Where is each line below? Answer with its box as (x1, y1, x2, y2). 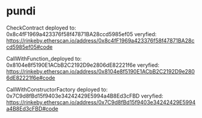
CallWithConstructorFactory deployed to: (6, 85, 108, 93)
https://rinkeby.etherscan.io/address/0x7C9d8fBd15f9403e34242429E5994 (6, 98, 196, 106)
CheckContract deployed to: (6, 24, 76, 31)
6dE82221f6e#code (6, 74, 55, 81)
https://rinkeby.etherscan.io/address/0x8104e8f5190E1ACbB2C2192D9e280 (6, 67, 195, 75)
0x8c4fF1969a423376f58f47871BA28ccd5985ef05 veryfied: (6, 30, 157, 37)
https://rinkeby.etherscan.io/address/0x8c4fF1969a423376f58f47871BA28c (6, 37, 195, 44)
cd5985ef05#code (6, 43, 53, 51)
